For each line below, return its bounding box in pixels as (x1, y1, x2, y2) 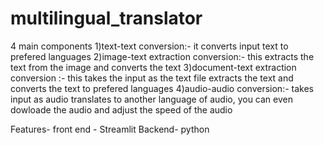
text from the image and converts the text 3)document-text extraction (10, 61, 297, 73)
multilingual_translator (10, 7, 203, 30)
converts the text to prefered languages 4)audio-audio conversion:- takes (10, 82, 314, 94)
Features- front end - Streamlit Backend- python (10, 123, 210, 135)
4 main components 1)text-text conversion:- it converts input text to (10, 40, 289, 52)
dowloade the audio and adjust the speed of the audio (10, 103, 233, 116)
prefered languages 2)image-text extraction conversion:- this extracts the (10, 50, 315, 62)
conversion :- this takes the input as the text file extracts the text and (10, 72, 294, 84)
